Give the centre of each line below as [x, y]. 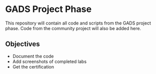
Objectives [23, 44]
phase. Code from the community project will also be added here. [73, 28]
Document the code [33, 56]
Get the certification [33, 66]
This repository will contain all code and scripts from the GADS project [78, 23]
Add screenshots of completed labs [50, 61]
